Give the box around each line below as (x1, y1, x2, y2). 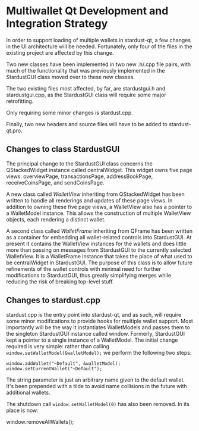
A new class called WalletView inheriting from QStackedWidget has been (6, 190, 185, 198)
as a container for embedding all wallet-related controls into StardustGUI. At (6, 233, 192, 241)
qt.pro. (6, 127, 23, 134)
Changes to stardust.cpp (6, 295, 101, 305)
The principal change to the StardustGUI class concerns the (6, 160, 153, 167)
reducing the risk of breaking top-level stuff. (6, 278, 114, 285)
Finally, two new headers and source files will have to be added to (6, 120, 168, 127)
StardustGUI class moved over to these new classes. (6, 73, 135, 80)
